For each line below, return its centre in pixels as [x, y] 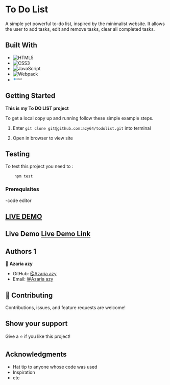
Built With [21, 45]
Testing [18, 154]
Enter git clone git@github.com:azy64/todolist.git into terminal [82, 128]
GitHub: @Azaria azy [35, 274]
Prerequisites [22, 189]
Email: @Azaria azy [33, 279]
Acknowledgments [36, 354]
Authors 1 [21, 251]
